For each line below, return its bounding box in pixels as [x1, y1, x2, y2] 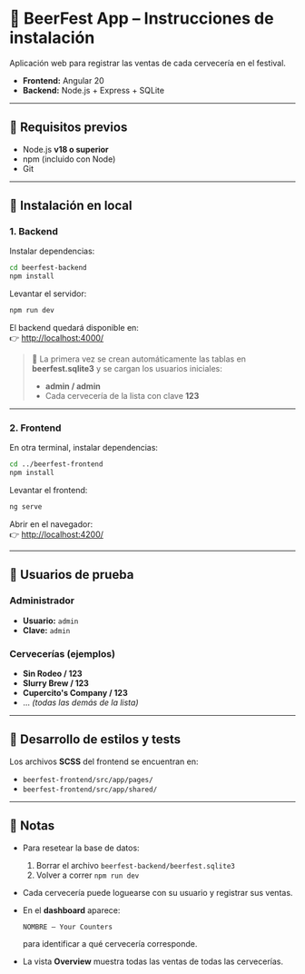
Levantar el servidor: [9, 288, 87, 299]
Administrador [9, 594, 75, 607]
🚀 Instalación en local [9, 198, 133, 214]
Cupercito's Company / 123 [22, 687, 129, 698]
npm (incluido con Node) [22, 154, 116, 164]
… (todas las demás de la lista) [22, 697, 139, 708]
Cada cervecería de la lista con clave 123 [44, 391, 200, 402]
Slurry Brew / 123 [22, 677, 89, 689]
